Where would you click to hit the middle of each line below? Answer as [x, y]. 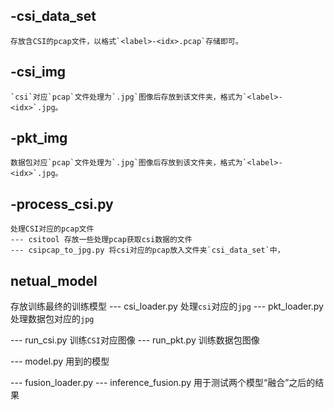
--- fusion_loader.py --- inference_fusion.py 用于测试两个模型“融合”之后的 [163, 383]
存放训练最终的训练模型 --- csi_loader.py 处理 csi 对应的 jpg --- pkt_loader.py [167, 306]
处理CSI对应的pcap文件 [52, 229]
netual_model [54, 280]
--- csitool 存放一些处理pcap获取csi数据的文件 [101, 240]
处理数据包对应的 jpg [52, 319]
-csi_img [38, 72]
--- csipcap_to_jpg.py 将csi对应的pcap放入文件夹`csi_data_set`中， [147, 250]
